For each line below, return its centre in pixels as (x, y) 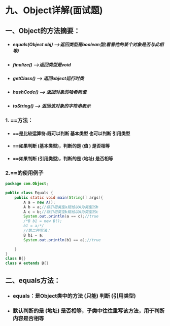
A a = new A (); (40, 202)
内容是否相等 (28, 318)
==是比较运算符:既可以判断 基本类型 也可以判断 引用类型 (71, 133)
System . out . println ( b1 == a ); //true (62, 240)
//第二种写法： (37, 231)
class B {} (16, 259)
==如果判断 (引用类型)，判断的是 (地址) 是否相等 (63, 158)
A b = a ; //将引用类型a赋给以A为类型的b (61, 207)
